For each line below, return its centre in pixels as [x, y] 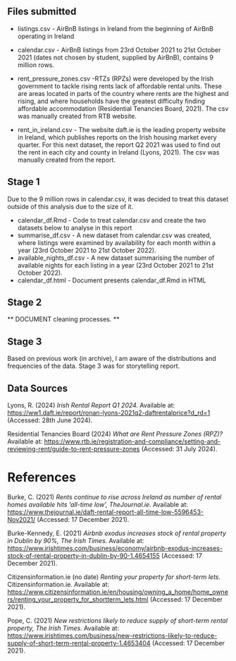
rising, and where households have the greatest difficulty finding [111, 101]
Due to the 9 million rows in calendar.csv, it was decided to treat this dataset [118, 199]
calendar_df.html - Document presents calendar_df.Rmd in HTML [112, 280]
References [42, 478]
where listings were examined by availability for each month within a [117, 242]
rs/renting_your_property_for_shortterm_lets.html [78, 599]
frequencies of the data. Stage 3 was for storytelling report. [94, 366]
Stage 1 [24, 182]
